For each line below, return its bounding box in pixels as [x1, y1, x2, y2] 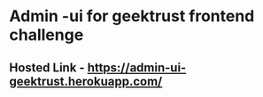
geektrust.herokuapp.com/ [9, 73, 163, 89]
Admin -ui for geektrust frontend [9, 6, 255, 26]
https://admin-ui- [87, 60, 187, 75]
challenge [9, 25, 84, 45]
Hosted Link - [9, 60, 86, 75]
